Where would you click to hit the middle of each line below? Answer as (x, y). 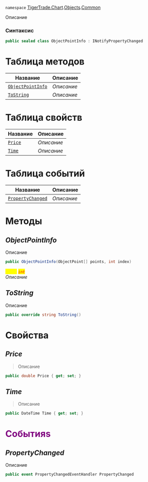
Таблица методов (45, 62)
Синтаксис (20, 30)
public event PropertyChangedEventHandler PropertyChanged (70, 475)
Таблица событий (45, 174)
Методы (24, 221)
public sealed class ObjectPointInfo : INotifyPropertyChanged (74, 41)
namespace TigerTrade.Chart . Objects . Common (53, 7)
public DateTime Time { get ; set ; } (44, 413)
